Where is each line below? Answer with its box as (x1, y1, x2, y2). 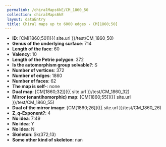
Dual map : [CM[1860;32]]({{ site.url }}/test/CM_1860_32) (12, 89, 130, 95)
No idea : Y (12, 121, 35, 127)
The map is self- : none (12, 84, 60, 90)
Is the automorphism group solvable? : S (12, 62, 98, 68)
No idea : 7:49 (12, 115, 41, 121)
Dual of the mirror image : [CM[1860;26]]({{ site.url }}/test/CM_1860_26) (12, 105, 162, 111)
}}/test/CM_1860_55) (12, 99, 54, 106)
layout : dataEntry (7, 17, 46, 22)
